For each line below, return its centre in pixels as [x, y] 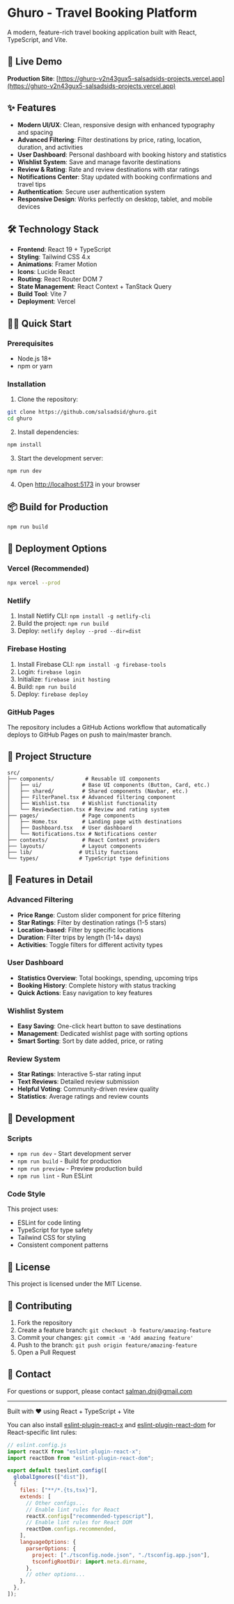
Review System [34, 1059]
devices [29, 206]
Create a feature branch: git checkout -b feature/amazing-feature [114, 1330]
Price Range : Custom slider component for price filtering [99, 915]
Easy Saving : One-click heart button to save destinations [99, 1026]
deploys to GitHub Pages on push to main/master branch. [89, 735]
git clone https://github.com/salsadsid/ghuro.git [82, 412]
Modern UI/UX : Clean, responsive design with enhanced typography [116, 124]
